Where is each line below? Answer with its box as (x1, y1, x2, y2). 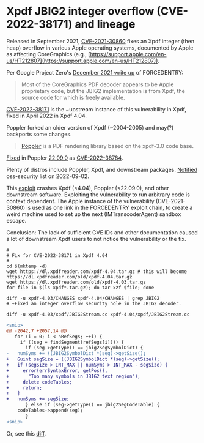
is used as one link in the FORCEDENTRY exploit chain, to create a (26, 204, 193, 211)
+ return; (6, 384, 43, 391)
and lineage (75, 17, 136, 31)
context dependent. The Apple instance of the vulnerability (6, 197, 155, 204)
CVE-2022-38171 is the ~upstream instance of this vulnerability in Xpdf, (6, 105, 186, 113)
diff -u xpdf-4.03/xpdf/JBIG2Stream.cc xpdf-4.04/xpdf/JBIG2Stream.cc (6, 311, 190, 318)
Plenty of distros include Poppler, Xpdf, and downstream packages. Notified (6, 166, 197, 173)
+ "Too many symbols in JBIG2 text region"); (6, 373, 140, 379)
